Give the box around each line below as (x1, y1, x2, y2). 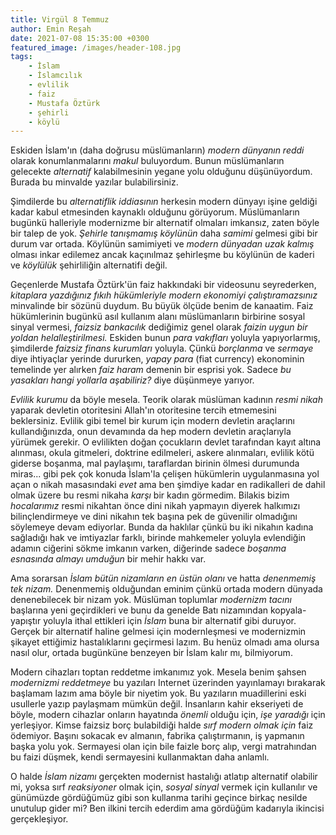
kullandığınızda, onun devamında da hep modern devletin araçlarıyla (10, 426, 292, 438)
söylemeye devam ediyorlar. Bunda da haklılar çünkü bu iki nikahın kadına (10, 521, 314, 533)
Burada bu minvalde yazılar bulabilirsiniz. (10, 176, 179, 188)
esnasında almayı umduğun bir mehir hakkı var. (10, 553, 207, 565)
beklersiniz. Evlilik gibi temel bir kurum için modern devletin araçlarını (10, 415, 295, 427)
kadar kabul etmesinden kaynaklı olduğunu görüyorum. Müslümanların (10, 206, 300, 218)
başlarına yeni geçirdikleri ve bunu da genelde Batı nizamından (10, 604, 269, 616)
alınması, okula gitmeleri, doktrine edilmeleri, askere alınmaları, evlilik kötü (10, 447, 315, 459)
